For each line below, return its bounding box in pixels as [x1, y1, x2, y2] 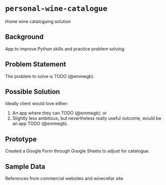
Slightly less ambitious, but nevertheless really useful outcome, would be [12, 115, 162, 121]
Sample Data [5, 162, 46, 171]
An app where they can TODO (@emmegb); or [12, 110, 107, 116]
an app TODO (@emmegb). [12, 120, 68, 127]
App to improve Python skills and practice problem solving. [5, 46, 125, 52]
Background [5, 33, 44, 41]
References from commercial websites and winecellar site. [5, 176, 125, 181]
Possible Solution [5, 87, 60, 96]
